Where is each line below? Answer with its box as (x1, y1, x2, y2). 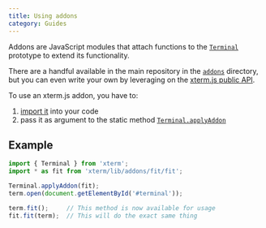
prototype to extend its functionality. (8, 50, 130, 60)
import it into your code (19, 106, 99, 116)
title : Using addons (8, 11, 79, 20)
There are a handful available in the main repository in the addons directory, (8, 66, 259, 75)
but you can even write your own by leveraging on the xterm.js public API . (8, 75, 255, 84)
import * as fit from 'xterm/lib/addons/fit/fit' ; (8, 167, 183, 175)
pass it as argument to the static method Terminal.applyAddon (19, 114, 226, 124)
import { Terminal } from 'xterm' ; (8, 160, 129, 168)
